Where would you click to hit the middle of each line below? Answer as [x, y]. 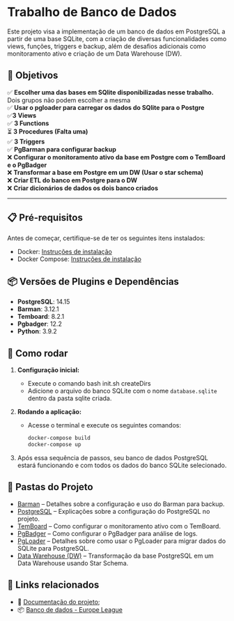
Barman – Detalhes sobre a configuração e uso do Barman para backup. [121, 504]
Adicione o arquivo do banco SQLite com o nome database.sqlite [122, 391]
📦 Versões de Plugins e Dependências [93, 282]
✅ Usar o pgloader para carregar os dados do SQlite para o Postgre [106, 107]
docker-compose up [54, 445]
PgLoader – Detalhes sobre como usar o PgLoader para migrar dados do [122, 541]
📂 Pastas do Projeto [50, 487]
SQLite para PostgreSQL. [53, 548]
